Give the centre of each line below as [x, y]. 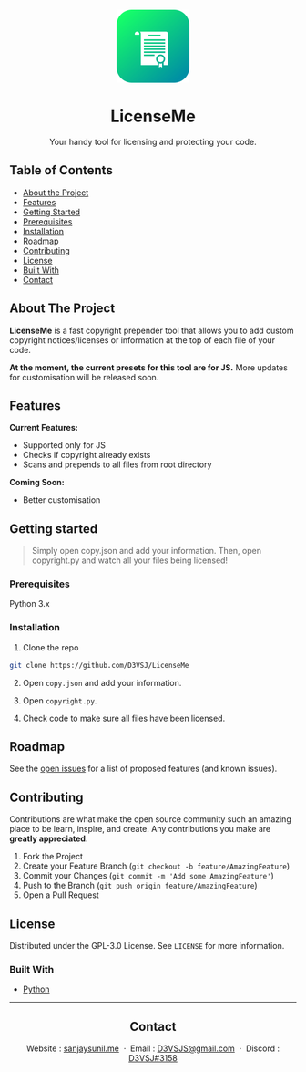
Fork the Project [53, 857]
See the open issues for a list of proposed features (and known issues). [143, 769]
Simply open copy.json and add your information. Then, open [147, 551]
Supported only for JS [64, 445]
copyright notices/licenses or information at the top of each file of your [143, 340]
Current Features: [44, 428]
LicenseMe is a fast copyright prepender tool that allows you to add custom [152, 330]
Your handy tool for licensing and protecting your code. [153, 141]
